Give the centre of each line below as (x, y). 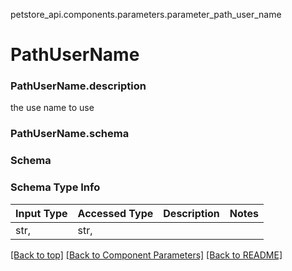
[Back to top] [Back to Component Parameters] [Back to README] (146, 255)
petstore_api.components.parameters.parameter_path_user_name (146, 14)
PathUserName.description (78, 86)
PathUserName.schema (70, 134)
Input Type (41, 213)
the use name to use (52, 108)
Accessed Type (115, 213)
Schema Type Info (55, 187)
